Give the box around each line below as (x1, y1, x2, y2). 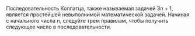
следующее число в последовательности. (6, 23, 112, 30)
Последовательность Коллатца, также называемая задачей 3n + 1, (6, 5, 173, 12)
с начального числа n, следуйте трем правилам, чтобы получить (6, 17, 169, 24)
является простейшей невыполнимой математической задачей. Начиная (6, 11, 190, 18)
